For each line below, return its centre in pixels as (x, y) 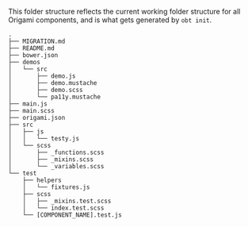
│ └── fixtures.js (56, 187)
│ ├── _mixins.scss (51, 160)
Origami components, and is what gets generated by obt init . (110, 20)
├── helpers (42, 180)
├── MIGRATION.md (37, 41)
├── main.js (28, 104)
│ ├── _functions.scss (56, 152)
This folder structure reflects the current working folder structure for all (124, 12)
